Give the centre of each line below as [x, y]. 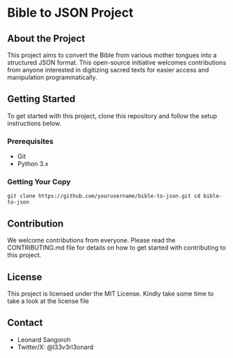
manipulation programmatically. [52, 77]
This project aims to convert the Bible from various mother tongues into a [112, 55]
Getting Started [41, 99]
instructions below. [34, 123]
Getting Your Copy [39, 182]
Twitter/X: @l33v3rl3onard [55, 347]
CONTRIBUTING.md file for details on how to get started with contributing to [116, 247]
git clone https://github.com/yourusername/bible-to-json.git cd [104, 196]
